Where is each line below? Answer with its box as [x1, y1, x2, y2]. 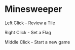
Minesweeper [4, 3, 62, 15]
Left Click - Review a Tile [4, 20, 55, 26]
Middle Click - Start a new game [4, 39, 70, 45]
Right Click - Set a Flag [4, 29, 51, 35]
